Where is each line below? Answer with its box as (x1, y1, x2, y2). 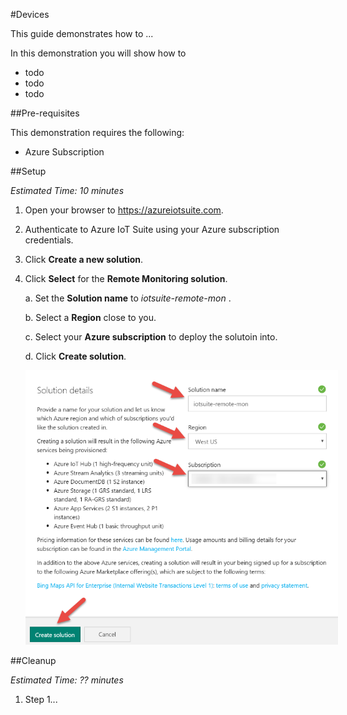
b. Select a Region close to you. (24, 312, 157, 323)
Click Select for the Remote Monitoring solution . (24, 273, 228, 284)
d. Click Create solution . (24, 350, 127, 362)
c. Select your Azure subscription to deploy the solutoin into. (24, 331, 278, 343)
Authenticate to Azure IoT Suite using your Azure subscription (24, 224, 280, 235)
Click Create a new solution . (24, 254, 144, 265)
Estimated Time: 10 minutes (10, 185, 125, 196)
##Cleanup (10, 655, 57, 667)
